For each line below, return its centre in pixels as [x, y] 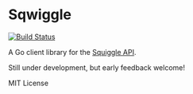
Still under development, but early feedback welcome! [96, 67]
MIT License [29, 83]
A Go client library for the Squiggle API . [72, 52]
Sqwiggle [40, 15]
